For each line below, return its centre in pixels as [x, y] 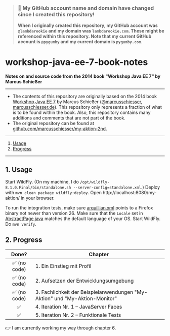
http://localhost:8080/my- [130, 193]
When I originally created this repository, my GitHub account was [88, 25]
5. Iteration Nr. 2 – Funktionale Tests [78, 315]
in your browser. [38, 198]
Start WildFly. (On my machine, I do [42, 182]
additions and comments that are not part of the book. [69, 118]
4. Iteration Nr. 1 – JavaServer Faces [79, 307]
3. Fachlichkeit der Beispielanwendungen [84, 292]
